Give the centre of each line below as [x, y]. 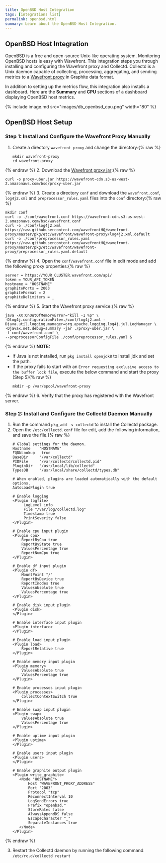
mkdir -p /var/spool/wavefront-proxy [51, 386]
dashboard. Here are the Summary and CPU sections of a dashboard [76, 92]
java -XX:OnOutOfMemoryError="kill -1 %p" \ [52, 315]
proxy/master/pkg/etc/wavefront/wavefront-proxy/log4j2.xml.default [78, 234]
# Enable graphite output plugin [47, 771]
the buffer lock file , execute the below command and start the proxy [85, 372]
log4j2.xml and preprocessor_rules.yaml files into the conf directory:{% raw [83, 198]
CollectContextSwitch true [49, 697]
